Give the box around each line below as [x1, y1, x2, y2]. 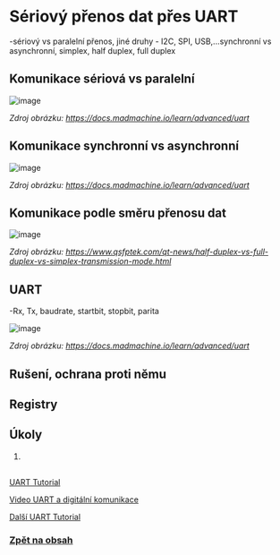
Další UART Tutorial [9, 512, 81, 523]
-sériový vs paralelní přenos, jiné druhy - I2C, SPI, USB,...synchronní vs [9, 36, 272, 47]
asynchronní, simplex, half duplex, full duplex [9, 45, 176, 55]
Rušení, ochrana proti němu [9, 366, 167, 381]
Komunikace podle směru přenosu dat [9, 205, 226, 220]
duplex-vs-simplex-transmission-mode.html [9, 256, 172, 267]
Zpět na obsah [9, 534, 73, 547]
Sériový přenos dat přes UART [9, 6, 239, 27]
